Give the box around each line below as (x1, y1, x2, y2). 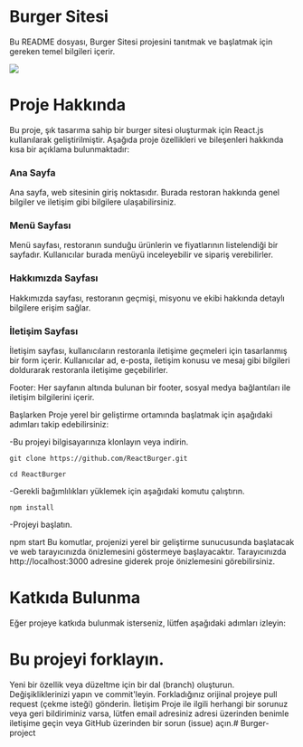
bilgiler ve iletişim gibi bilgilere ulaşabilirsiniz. (9, 196, 176, 207)
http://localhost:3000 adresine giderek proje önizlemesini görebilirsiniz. (9, 556, 276, 567)
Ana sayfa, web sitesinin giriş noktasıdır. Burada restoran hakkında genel (9, 187, 280, 198)
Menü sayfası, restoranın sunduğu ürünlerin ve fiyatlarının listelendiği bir (9, 240, 279, 251)
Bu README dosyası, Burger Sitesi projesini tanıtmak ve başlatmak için (9, 36, 273, 47)
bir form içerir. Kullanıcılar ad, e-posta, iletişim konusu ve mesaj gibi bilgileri (9, 355, 291, 366)
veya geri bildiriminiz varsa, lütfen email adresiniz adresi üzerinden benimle (9, 708, 289, 719)
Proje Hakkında (9, 95, 127, 115)
